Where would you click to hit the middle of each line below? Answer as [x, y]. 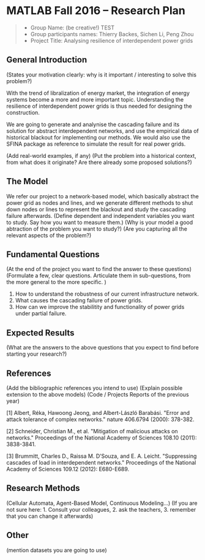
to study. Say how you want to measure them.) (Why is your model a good [100, 222]
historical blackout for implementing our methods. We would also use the [99, 137]
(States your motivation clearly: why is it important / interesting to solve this [102, 75]
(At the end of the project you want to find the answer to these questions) [99, 269]
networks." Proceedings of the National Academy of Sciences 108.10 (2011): [102, 438]
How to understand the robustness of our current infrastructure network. [107, 294]
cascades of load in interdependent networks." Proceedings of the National [101, 462]
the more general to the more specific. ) [57, 282]
